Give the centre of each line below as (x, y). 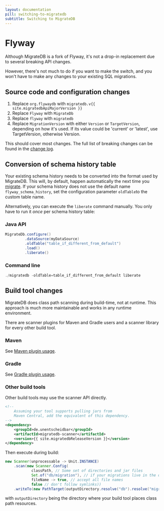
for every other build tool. (31, 328)
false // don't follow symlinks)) (66, 484)
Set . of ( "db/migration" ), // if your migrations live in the (93, 475)
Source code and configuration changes (68, 92)
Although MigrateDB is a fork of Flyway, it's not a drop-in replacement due (80, 56)
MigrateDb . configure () (28, 234)
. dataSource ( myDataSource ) (52, 239)
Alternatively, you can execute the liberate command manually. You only (79, 206)
